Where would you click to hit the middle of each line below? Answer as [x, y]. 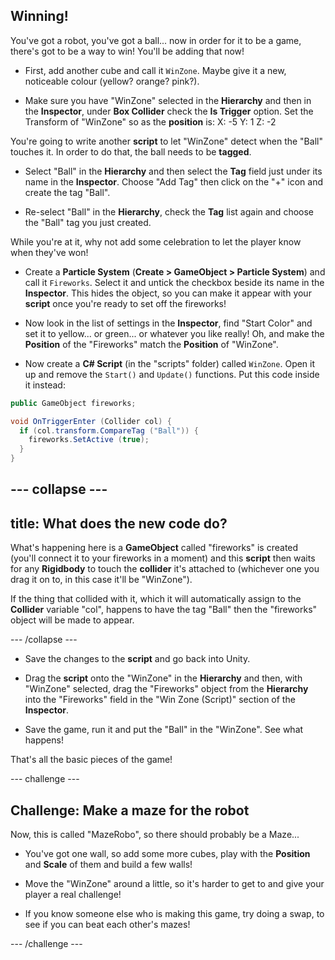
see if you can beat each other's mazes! [107, 925]
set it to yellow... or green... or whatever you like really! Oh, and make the [174, 333]
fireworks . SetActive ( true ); [89, 440]
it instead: [45, 385]
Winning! [39, 16]
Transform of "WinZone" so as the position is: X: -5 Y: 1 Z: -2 [150, 121]
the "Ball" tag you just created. [88, 222]
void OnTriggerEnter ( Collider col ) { [91, 421]
